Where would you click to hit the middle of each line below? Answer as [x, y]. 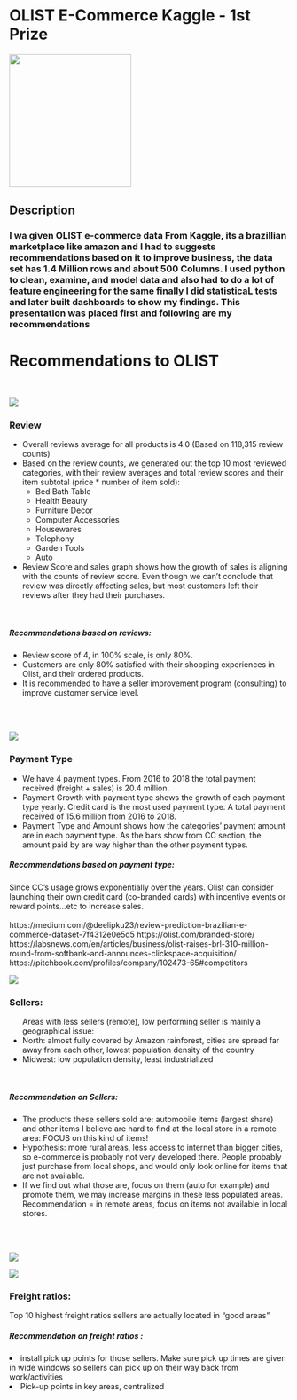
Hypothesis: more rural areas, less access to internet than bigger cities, [152, 1147]
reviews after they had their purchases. [94, 595]
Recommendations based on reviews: [81, 633]
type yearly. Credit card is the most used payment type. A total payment [153, 806]
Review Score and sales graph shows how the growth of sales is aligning [155, 567]
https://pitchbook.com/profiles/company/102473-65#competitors [129, 963]
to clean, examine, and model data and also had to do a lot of [142, 280]
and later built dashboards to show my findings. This [125, 303]
